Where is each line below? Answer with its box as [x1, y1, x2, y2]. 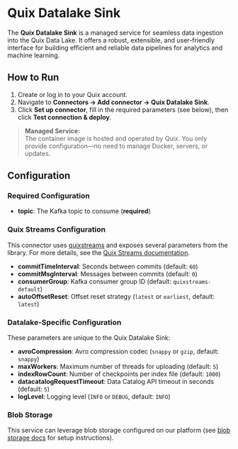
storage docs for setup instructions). [7, 433, 114, 442]
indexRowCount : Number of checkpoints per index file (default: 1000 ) [17, 370, 221, 378]
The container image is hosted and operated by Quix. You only [24, 134, 208, 142]
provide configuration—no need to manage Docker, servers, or [24, 142, 208, 150]
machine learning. [7, 51, 60, 59]
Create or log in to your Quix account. [17, 90, 127, 98]
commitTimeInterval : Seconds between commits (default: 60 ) [17, 262, 198, 271]
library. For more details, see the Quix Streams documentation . [7, 248, 190, 256]
